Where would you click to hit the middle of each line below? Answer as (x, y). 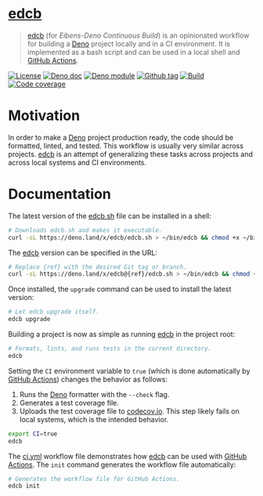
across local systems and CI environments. (77, 162)
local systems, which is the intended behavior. (94, 419)
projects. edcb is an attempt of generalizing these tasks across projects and (130, 154)
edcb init (24, 486)
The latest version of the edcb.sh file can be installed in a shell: (110, 216)
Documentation (60, 194)
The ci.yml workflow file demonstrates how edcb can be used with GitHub (128, 456)
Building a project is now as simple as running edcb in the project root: (122, 334)
